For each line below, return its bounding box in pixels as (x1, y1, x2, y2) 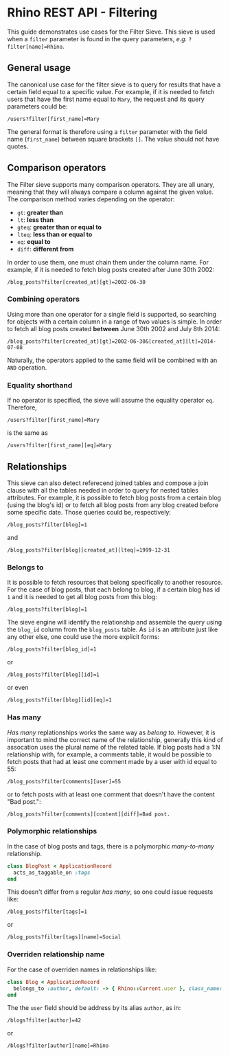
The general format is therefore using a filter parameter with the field (7, 127, 207, 135)
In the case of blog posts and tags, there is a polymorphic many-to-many (7, 842, 215, 850)
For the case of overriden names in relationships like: (7, 965, 157, 974)
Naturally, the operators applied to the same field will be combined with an (7, 356, 218, 364)
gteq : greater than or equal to (16, 223, 102, 231)
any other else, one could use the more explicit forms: (7, 633, 160, 641)
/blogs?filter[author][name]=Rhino (7, 1042, 109, 1049)
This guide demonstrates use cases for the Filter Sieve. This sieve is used (7, 27, 216, 36)
